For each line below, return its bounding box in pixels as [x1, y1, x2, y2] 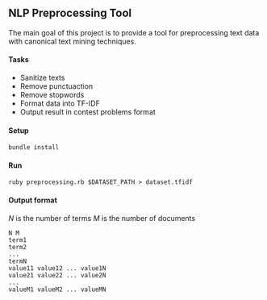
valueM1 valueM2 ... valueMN [8, 285, 106, 294]
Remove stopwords [19, 90, 85, 100]
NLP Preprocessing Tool [8, 6, 131, 20]
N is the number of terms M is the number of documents [8, 213, 196, 223]
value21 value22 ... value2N [8, 271, 106, 279]
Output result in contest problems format [19, 107, 156, 117]
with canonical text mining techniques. [8, 36, 137, 46]
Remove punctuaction [19, 81, 94, 91]
